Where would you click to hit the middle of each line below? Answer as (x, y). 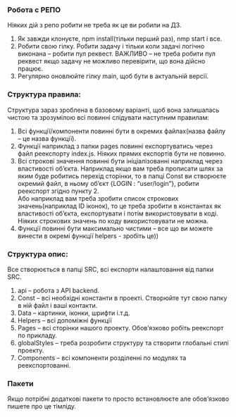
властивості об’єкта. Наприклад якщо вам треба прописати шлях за (120, 168)
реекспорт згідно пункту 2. (58, 191)
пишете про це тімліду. (42, 406)
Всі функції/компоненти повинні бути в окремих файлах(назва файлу (122, 131)
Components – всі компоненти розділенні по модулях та (102, 358)
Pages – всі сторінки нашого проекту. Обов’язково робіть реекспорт (120, 328)
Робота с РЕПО (34, 10)
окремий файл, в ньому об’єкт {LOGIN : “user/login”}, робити (108, 183)
